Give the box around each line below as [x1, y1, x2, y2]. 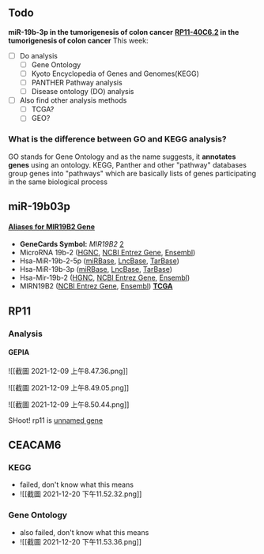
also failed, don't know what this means [19, 527, 149, 537]
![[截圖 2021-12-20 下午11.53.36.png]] [19, 537, 142, 546]
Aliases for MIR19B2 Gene [8, 221, 95, 232]
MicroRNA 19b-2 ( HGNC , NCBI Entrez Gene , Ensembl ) [19, 248, 196, 258]
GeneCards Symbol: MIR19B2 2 [19, 239, 124, 249]
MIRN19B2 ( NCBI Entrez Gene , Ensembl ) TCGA [19, 281, 173, 291]
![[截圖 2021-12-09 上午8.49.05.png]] [8, 383, 130, 392]
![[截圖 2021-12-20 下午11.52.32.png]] [19, 489, 142, 499]
